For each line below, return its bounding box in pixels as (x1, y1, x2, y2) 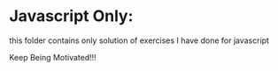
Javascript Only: (9, 6, 134, 26)
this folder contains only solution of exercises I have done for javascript (9, 35, 270, 46)
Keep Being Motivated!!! (9, 52, 97, 62)
